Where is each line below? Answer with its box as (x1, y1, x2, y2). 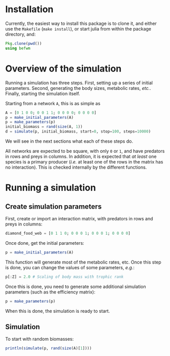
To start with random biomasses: (5, 336, 74, 342)
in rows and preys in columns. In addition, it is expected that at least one (5, 153, 157, 159)
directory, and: (5, 31, 36, 37)
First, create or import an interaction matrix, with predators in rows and (5, 216, 153, 221)
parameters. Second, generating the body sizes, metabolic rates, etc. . (5, 85, 151, 91)
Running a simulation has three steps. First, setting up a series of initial (5, 80, 153, 86)
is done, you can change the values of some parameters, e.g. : (5, 264, 135, 270)
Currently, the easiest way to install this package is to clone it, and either (5, 20, 157, 26)
